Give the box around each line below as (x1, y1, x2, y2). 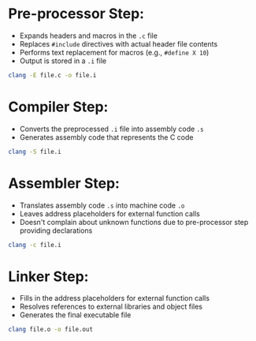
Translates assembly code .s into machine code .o (19, 200, 185, 210)
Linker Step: (8, 268, 89, 285)
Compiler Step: (8, 98, 109, 115)
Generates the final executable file (19, 310, 132, 320)
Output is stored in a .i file (19, 56, 107, 66)
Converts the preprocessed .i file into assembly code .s (19, 124, 204, 133)
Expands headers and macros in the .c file (19, 31, 158, 40)
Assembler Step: (8, 174, 121, 192)
